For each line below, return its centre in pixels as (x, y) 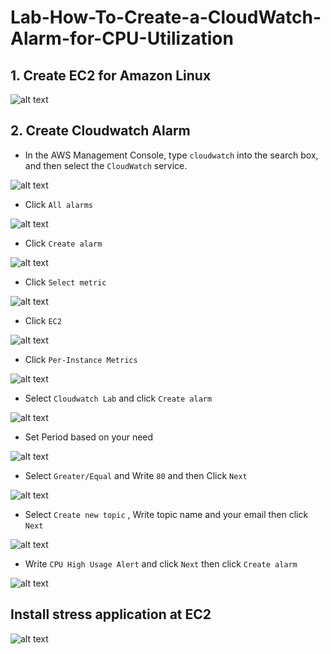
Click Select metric (65, 282)
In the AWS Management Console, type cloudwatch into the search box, (171, 155)
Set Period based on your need (89, 437)
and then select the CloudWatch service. (106, 165)
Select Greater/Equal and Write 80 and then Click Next (136, 475)
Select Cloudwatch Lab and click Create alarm (118, 398)
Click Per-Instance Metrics (81, 359)
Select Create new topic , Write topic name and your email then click (166, 514)
